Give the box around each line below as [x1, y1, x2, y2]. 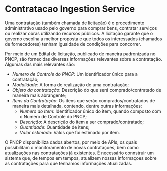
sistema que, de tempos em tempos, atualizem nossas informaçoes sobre [5, 155, 157, 161]
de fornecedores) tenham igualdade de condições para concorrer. [5, 41, 141, 47]
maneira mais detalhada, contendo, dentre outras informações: [12, 103, 142, 109]
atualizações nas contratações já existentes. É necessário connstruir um [5, 150, 154, 156]
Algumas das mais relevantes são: [5, 61, 75, 67]
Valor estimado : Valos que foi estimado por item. [19, 129, 120, 135]
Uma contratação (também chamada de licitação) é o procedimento [5, 20, 145, 26]
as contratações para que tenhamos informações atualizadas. [5, 160, 132, 166]
